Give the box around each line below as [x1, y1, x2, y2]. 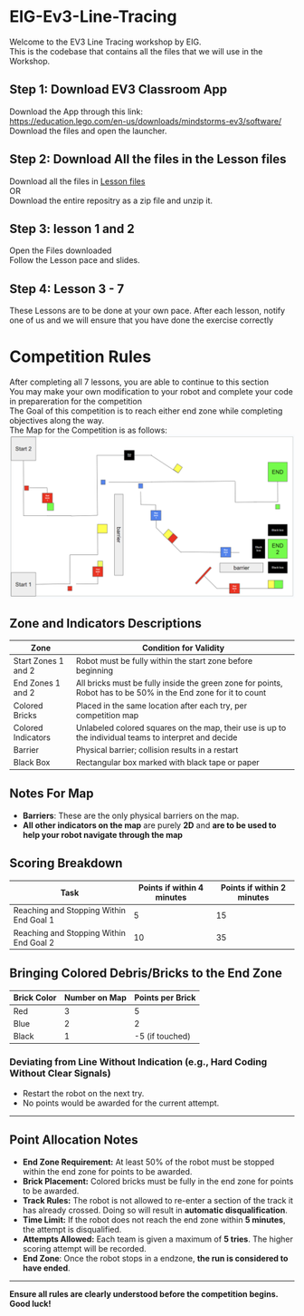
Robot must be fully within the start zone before [75, 656, 253, 667]
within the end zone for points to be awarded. [22, 1165, 193, 1176]
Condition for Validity [141, 642, 225, 653]
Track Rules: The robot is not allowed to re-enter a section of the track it [22, 1194, 294, 1205]
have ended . [22, 1262, 71, 1273]
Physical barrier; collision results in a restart [75, 745, 239, 755]
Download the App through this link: [9, 106, 143, 117]
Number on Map [63, 992, 127, 1003]
